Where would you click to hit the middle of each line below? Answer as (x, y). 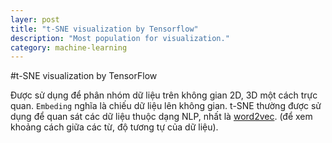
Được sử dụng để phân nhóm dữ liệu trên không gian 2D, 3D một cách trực (164, 95)
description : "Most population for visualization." (120, 38)
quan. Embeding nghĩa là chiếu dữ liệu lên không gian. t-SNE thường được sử (166, 106)
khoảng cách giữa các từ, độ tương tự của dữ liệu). (114, 127)
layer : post (35, 19)
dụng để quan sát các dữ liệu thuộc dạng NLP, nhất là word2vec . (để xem (161, 117)
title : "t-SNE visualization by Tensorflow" (104, 29)
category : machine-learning (69, 47)
